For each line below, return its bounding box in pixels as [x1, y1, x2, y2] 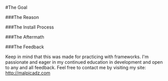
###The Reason [5, 14, 39, 20]
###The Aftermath [5, 34, 44, 40]
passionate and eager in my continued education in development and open [5, 59, 163, 65]
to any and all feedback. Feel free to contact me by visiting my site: [5, 65, 147, 70]
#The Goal [5, 5, 28, 10]
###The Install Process [5, 24, 54, 30]
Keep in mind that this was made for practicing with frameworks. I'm [5, 53, 149, 60]
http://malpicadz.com [5, 70, 51, 76]
